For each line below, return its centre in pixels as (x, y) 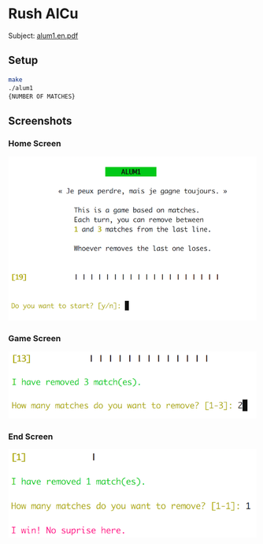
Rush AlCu (43, 14)
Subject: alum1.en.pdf (43, 36)
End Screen (31, 437)
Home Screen (35, 143)
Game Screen (35, 338)
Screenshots (40, 120)
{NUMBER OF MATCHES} (42, 96)
